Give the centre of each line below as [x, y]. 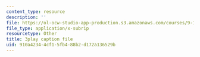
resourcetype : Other [32, 34]
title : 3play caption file [40, 39]
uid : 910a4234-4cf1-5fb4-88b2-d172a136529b [61, 45]
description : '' [26, 17]
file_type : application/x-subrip [48, 28]
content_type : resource [36, 12]
